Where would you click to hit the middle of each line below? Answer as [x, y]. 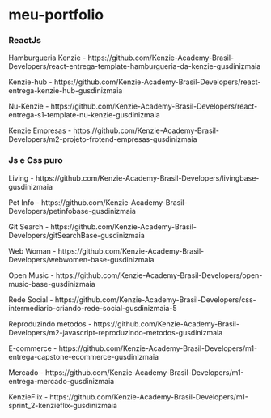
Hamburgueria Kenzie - [47, 58]
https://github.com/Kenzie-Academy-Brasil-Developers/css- [155, 299]
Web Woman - [32, 251]
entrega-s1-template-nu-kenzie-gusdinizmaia [84, 115]
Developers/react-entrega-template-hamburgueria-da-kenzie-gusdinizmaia [135, 66]
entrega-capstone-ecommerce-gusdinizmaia [84, 356]
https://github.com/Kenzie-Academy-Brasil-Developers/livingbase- [147, 178]
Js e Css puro [36, 160]
